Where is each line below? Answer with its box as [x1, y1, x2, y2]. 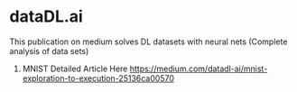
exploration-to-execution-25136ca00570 [22, 72, 174, 83]
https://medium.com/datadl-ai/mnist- [129, 63, 268, 74]
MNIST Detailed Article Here [22, 63, 128, 74]
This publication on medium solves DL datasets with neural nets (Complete [9, 36, 288, 47]
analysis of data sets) [9, 45, 89, 56]
